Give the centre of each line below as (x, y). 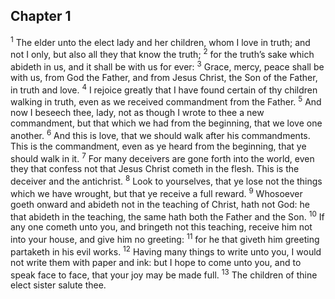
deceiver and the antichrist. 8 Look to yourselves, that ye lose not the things (166, 181)
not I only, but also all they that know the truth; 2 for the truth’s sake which (162, 54)
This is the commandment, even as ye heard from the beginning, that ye (158, 146)
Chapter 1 (41, 16)
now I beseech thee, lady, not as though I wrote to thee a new (137, 113)
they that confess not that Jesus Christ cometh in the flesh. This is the (155, 169)
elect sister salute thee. (58, 285)
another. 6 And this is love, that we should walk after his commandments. (160, 134)
